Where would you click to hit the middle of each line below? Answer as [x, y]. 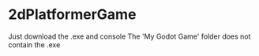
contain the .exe [34, 44]
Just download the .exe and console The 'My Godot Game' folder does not [129, 36]
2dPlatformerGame [72, 15]
